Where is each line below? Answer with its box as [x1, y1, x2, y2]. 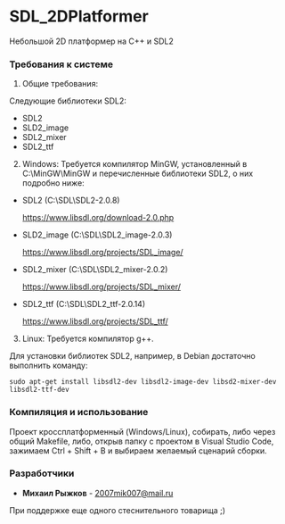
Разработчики [9, 467, 75, 479]
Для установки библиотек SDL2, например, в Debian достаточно [9, 351, 256, 362]
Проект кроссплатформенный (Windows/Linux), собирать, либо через [9, 426, 276, 437]
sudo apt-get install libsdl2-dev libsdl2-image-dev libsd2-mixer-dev [9, 378, 277, 387]
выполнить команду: [9, 360, 88, 371]
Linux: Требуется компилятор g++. [21, 333, 154, 345]
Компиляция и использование [9, 406, 149, 419]
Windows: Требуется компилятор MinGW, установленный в [21, 159, 248, 170]
